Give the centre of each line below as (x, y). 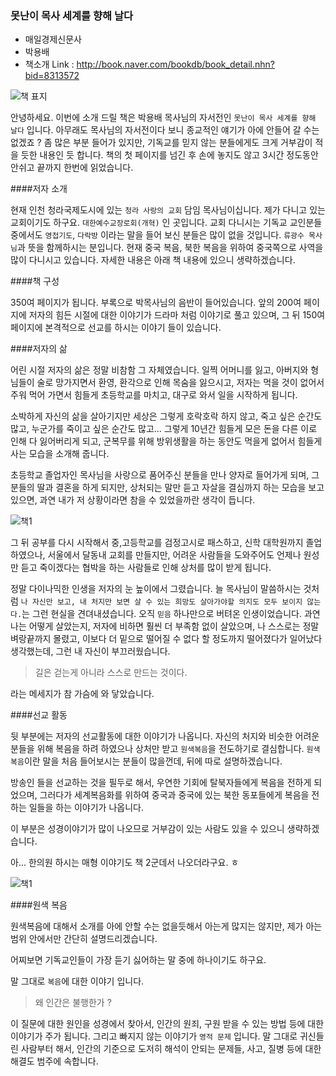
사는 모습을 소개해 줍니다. (60, 454)
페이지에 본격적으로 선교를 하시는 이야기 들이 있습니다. (116, 328)
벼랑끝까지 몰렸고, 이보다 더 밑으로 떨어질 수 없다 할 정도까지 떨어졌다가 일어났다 (166, 639)
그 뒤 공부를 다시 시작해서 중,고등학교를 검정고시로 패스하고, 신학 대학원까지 (157, 543)
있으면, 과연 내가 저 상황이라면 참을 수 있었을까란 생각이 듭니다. (133, 500)
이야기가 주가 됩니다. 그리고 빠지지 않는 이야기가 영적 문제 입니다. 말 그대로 (154, 1036)
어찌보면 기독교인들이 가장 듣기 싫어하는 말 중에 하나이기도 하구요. (138, 960)
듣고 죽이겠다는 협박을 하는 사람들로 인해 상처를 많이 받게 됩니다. (146, 568)
